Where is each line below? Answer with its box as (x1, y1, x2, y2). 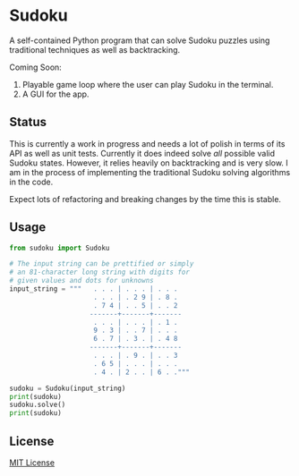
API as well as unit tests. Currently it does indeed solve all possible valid (9, 148, 276, 158)
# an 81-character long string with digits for (9, 268, 191, 277)
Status (9, 115, 47, 130)
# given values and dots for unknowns (9, 276, 154, 285)
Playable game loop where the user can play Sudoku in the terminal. (21, 79, 274, 89)
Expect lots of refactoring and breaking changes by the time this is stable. (9, 193, 282, 204)
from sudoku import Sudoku (9, 243, 110, 252)
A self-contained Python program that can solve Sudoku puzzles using (9, 35, 270, 46)
